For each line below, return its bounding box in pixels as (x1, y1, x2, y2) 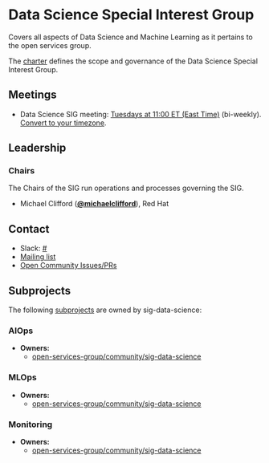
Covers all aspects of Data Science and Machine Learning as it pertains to (8, 32, 253, 42)
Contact (8, 222, 50, 236)
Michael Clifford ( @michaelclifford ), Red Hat (19, 199, 169, 209)
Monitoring (8, 419, 53, 430)
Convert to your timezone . (19, 118, 107, 128)
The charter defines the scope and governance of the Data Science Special (8, 56, 259, 66)
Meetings (8, 88, 58, 102)
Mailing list (19, 252, 56, 262)
